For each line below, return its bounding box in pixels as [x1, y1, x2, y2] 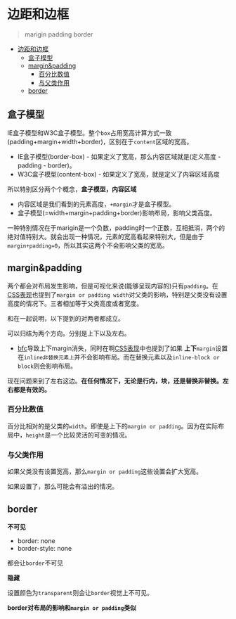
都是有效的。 [13, 385, 51, 394]
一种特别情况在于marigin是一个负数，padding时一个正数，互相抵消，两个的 [7, 223, 225, 232]
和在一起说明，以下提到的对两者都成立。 [7, 314, 124, 322]
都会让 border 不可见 [7, 559, 63, 567]
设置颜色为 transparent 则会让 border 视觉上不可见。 [7, 588, 153, 596]
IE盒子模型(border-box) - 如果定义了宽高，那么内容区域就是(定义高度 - [17, 152, 221, 160]
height [25, 432, 45, 439]
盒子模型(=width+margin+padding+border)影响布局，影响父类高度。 [17, 208, 216, 217]
